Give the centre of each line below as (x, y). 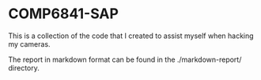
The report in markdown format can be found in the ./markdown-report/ (125, 59)
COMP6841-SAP (63, 14)
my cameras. (29, 44)
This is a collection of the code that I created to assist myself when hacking (131, 36)
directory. (24, 67)
